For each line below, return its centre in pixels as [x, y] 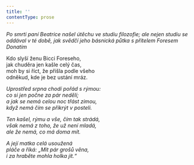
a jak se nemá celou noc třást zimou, [51, 101]
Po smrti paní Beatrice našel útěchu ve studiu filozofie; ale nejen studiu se [97, 34]
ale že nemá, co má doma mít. [43, 132]
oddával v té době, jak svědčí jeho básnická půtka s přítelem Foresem [92, 40]
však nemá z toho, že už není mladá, [51, 125]
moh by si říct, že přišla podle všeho [51, 71]
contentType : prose [30, 17]
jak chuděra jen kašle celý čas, [44, 64]
